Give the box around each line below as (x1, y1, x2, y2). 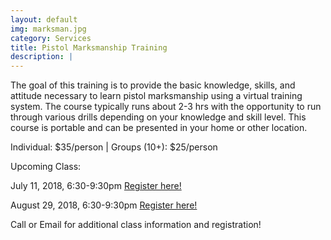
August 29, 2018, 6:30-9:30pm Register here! (10, 199, 198, 211)
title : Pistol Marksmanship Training (10, 42, 168, 53)
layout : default (10, 14, 78, 25)
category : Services (10, 33, 92, 43)
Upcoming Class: (10, 161, 82, 173)
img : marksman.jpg (10, 24, 87, 34)
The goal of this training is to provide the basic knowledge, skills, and (10, 79, 296, 91)
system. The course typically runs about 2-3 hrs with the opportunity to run (10, 101, 322, 113)
